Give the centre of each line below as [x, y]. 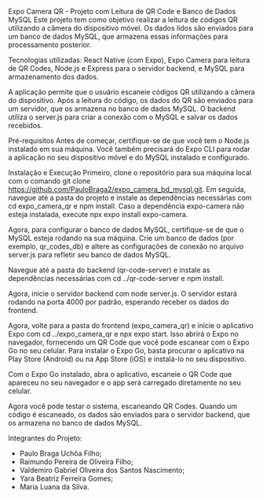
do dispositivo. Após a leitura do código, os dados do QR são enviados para [131, 100]
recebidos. [26, 125]
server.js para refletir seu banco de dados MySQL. [89, 255]
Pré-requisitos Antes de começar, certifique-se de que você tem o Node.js [129, 140]
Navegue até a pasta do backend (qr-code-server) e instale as [109, 270]
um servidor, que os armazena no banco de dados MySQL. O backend [122, 109]
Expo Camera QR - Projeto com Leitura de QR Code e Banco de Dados [122, 11]
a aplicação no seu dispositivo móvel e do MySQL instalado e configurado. [129, 157]
